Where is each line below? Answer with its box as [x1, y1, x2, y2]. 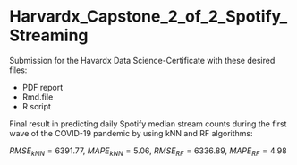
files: [9, 65, 28, 75]
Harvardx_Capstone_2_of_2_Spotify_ [9, 6, 288, 27]
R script [21, 100, 52, 111]
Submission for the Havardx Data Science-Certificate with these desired [9, 55, 276, 65]
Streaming [9, 25, 89, 46]
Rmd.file [21, 91, 54, 102]
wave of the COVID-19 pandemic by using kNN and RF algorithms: [9, 127, 253, 138]
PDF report [21, 82, 64, 92]
